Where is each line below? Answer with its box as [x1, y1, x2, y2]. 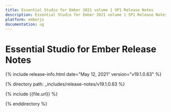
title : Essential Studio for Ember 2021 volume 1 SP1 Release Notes [5, 7, 154, 13]
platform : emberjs [5, 17, 44, 22]
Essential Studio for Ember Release [5, 44, 157, 55]
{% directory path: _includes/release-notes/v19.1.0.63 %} [5, 81, 125, 87]
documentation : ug [5, 21, 44, 27]
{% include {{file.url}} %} [5, 91, 58, 97]
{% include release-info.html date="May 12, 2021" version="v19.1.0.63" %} [5, 71, 162, 77]
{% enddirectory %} [5, 101, 47, 107]
